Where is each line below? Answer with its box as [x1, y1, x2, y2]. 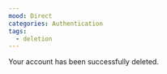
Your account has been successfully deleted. [8, 57, 160, 67]
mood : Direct [8, 11, 53, 20]
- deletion [15, 34, 53, 43]
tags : [8, 27, 27, 35]
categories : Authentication [8, 20, 104, 28]
